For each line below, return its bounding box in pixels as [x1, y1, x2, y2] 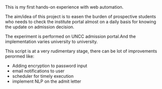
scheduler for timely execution [12, 73, 74, 79]
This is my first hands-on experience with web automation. [5, 4, 124, 10]
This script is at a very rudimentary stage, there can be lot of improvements [5, 48, 158, 54]
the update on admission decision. [5, 24, 74, 30]
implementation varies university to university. [5, 39, 98, 44]
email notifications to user [12, 68, 65, 74]
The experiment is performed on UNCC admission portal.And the [5, 34, 136, 39]
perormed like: [5, 53, 34, 59]
